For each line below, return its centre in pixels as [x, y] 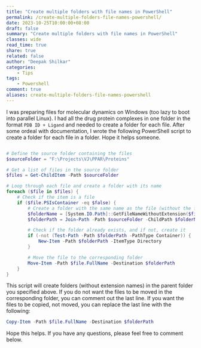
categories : [21, 67]
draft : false [22, 28]
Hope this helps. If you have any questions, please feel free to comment [95, 333]
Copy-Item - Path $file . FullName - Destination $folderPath [80, 322]
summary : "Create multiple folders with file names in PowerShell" [92, 34]
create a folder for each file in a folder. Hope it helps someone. [83, 137]
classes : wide [24, 39]
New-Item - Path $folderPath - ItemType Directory [100, 241]
